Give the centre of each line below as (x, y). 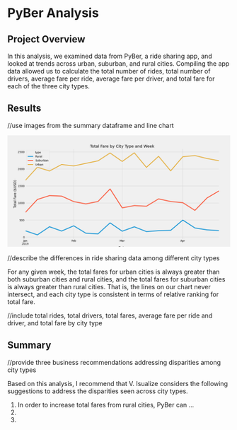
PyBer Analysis (53, 13)
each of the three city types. (48, 86)
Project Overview (46, 39)
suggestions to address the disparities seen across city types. (98, 391)
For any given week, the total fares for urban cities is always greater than (114, 272)
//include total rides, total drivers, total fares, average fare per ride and (110, 315)
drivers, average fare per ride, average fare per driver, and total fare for (111, 79)
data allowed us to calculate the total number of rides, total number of (109, 71)
